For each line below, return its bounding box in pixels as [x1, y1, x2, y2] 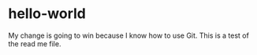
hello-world [8, 5, 87, 23]
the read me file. [8, 38, 61, 48]
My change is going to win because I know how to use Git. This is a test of [8, 31, 250, 40]
